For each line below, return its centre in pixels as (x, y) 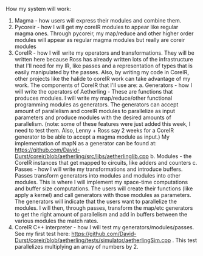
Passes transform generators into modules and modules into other (97, 175)
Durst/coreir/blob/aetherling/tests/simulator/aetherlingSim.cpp (93, 240)
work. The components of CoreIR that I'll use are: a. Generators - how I (103, 85)
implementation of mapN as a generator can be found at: (85, 143)
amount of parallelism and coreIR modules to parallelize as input (95, 111)
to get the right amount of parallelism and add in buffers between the (101, 214)
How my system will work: (38, 9)
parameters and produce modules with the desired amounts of (93, 117)
